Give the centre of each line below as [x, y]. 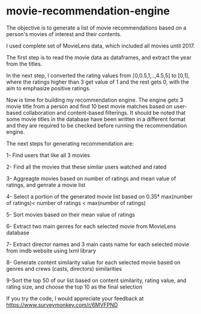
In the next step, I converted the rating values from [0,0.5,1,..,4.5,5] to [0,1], [98, 75]
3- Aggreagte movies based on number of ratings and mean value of [91, 178]
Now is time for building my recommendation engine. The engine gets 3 [95, 100]
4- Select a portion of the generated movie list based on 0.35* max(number [100, 196]
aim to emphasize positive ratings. [49, 88]
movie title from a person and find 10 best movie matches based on [89, 106]
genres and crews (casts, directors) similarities [64, 268]
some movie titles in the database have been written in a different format [96, 119]
